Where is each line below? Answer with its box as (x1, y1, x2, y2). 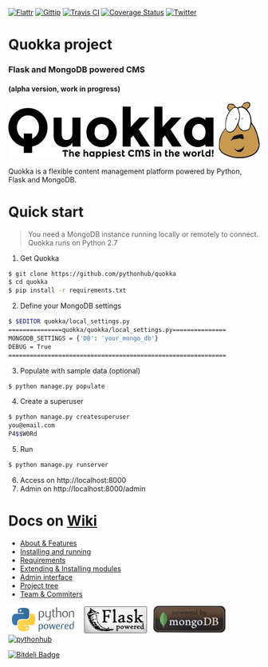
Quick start (8, 202, 84, 221)
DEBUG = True (8, 342, 52, 351)
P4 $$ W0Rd (8, 430, 37, 438)
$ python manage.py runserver (8, 461, 109, 469)
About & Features (19, 538, 77, 548)
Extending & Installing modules (19, 564, 122, 573)
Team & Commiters (19, 589, 83, 599)
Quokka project (8, 36, 113, 54)
